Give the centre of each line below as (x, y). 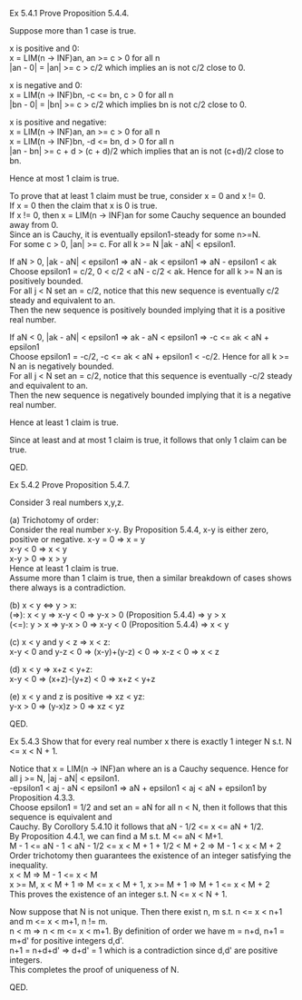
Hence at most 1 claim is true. (64, 178)
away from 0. (34, 225)
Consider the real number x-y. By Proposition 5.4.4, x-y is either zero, (139, 530)
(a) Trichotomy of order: (54, 520)
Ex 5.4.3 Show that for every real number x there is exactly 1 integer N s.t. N (151, 741)
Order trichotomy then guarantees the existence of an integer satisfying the (151, 856)
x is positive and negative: (58, 122)
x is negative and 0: (46, 85)
